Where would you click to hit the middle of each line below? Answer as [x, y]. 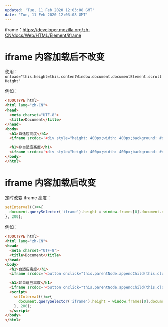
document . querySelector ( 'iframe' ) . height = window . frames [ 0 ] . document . [86, 212]
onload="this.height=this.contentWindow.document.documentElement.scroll [84, 77]
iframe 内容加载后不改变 [55, 57]
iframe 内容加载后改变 [51, 183]
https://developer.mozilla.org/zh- [57, 29]
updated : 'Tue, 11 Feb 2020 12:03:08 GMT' [50, 10]
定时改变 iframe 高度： [28, 198]
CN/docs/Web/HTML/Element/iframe [43, 35]
